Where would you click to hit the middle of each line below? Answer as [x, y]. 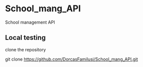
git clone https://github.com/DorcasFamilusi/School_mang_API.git [72, 59]
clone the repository [26, 49]
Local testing [25, 38]
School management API [30, 22]
